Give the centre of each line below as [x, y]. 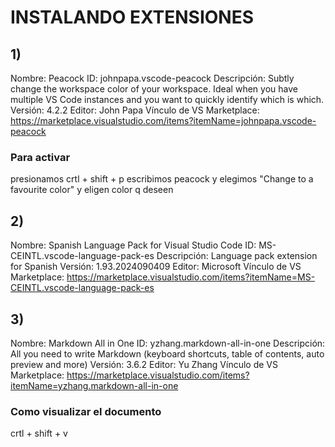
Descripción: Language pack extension [237, 256]
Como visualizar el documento [86, 411]
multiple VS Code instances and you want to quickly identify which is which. [167, 99]
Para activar [40, 157]
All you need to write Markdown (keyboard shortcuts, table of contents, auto [167, 353]
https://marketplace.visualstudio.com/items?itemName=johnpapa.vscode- [163, 120]
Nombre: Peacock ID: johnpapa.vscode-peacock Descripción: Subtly [152, 78]
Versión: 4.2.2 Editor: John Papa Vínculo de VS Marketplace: [135, 110]
